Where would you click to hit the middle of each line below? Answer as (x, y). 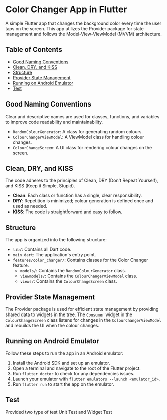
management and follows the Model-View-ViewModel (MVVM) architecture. (83, 34)
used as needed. (30, 206)
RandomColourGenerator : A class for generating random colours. (77, 131)
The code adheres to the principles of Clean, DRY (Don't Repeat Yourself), (82, 181)
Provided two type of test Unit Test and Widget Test (59, 412)
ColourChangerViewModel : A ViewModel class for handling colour (78, 137)
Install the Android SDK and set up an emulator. (61, 363)
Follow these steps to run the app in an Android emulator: (64, 353)
